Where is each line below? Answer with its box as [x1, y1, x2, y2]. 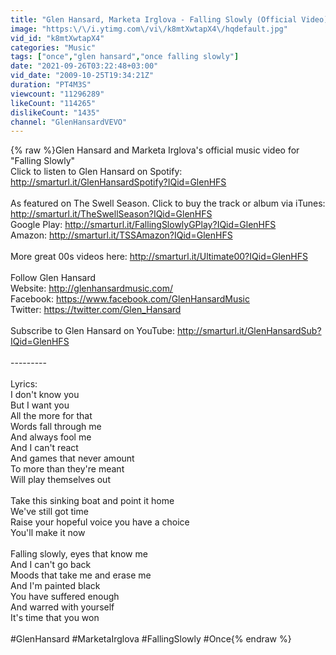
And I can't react [10, 442, 79, 454]
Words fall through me [10, 421, 102, 433]
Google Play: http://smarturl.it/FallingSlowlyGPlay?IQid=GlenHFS [10, 219, 277, 231]
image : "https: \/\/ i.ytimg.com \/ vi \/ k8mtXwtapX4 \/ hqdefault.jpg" [10, 24, 288, 34]
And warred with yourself [10, 601, 115, 613]
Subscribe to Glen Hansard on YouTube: [10, 325, 176, 337]
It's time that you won [10, 612, 100, 624]
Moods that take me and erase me [10, 569, 152, 581]
